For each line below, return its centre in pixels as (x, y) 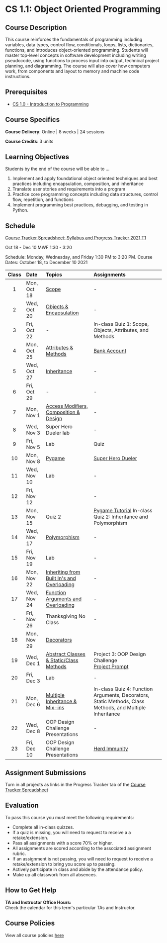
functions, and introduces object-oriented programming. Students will (77, 50)
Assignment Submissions (46, 773)
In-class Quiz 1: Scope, (121, 324)
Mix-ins (55, 708)
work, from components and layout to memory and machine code (72, 71)
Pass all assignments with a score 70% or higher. (63, 843)
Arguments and (64, 599)
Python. (20, 210)
